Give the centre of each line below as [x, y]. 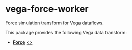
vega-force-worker [47, 9]
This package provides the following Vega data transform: [66, 32]
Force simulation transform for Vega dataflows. [55, 23]
